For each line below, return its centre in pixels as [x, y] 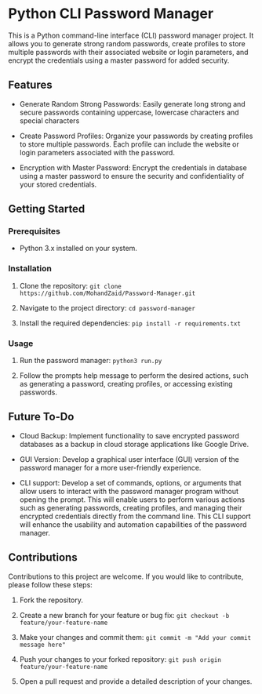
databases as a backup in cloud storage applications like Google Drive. [134, 444]
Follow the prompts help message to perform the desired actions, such [134, 376]
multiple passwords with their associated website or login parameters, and [128, 52]
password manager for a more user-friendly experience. [110, 467]
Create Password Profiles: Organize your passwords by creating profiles [136, 136]
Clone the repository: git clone [70, 285]
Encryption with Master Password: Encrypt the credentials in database [133, 167]
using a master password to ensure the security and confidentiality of [132, 176]
